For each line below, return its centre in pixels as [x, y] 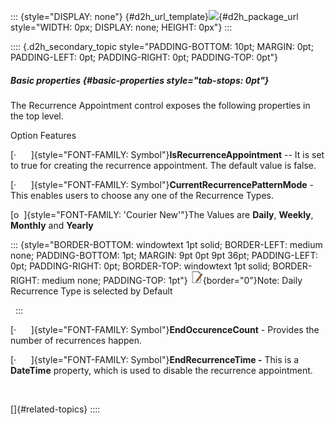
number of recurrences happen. [76, 340]
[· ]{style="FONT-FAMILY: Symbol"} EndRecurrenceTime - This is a [155, 359]
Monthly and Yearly [52, 225]
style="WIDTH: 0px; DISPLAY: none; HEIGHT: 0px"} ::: [121, 27]
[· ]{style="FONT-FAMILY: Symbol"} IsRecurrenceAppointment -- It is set [167, 154]
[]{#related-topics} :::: [55, 409]
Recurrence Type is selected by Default [91, 291]
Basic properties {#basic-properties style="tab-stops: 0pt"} [140, 80]
